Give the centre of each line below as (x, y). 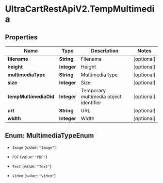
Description (105, 51)
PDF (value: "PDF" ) (30, 157)
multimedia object (101, 97)
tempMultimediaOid (31, 97)
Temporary (93, 91)
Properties (21, 37)
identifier (91, 103)
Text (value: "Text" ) (32, 166)
